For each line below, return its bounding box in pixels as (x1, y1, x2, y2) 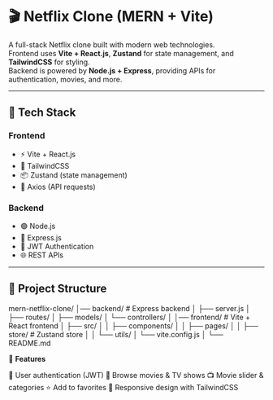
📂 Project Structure (8, 282, 107, 296)
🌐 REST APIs (19, 250, 63, 260)
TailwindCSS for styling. (8, 57, 91, 67)
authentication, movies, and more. (8, 74, 123, 84)
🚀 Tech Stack (8, 106, 76, 120)
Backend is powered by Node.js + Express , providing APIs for (8, 65, 216, 75)
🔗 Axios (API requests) (19, 182, 96, 191)
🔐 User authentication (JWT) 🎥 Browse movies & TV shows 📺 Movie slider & (8, 370, 264, 380)
